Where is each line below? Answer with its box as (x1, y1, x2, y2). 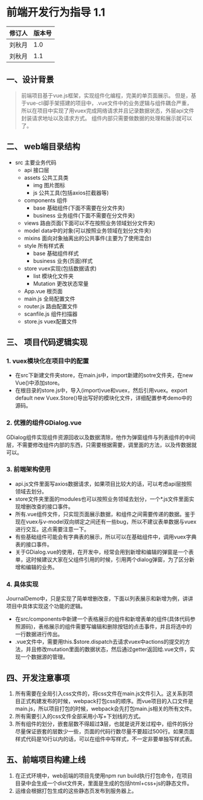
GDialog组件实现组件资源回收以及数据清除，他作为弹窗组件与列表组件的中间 (6, 434, 196, 441)
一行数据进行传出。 (14, 630, 63, 638)
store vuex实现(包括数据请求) (24, 265, 97, 272)
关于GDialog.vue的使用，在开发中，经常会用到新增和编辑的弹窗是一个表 (14, 548, 195, 555)
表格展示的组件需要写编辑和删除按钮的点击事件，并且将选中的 (38, 623, 192, 630)
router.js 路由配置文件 (24, 302, 79, 309)
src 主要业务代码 (14, 159, 57, 166)
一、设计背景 (6, 74, 54, 85)
